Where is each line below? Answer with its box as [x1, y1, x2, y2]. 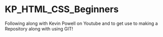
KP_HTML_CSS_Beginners [5, 4, 119, 15]
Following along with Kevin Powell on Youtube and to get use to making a [5, 20, 158, 26]
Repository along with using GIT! [5, 25, 73, 31]
